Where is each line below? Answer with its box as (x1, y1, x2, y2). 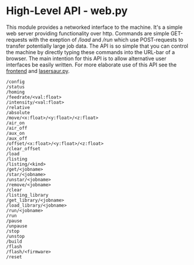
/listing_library (6, 192, 49, 198)
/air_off (6, 125, 28, 131)
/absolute (6, 110, 31, 115)
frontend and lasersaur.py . (6, 67, 70, 74)
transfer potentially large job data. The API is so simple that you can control (6, 42, 189, 49)
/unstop (6, 233, 25, 239)
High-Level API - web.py (6, 4, 128, 18)
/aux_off (6, 135, 28, 141)
